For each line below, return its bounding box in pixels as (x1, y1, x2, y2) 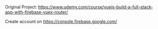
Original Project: (5, 4, 37, 10)
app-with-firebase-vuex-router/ (5, 9, 68, 15)
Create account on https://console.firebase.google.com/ (5, 19, 117, 24)
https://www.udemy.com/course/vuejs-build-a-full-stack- (38, 4, 153, 10)
